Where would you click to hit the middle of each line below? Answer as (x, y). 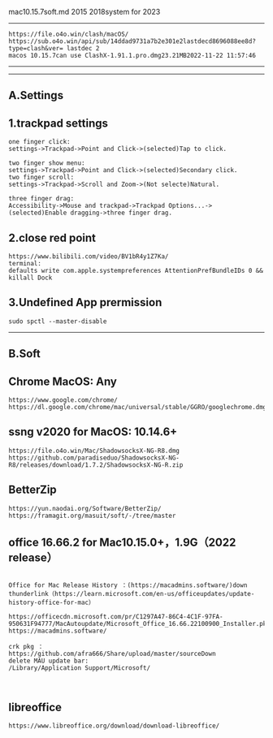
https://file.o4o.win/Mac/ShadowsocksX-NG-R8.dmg (94, 451)
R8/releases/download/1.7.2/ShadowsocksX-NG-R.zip (96, 465)
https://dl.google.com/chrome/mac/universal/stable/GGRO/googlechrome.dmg (138, 408)
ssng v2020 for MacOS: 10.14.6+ (93, 432)
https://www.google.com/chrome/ (63, 400)
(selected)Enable (38, 213)
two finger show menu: (47, 163)
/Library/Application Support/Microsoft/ (80, 668)
